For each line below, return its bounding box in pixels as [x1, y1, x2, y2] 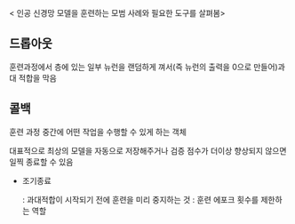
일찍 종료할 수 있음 [9, 156, 74, 167]
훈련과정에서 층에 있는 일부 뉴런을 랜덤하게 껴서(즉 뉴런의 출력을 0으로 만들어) [9, 61, 278, 72]
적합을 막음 [18, 72, 58, 83]
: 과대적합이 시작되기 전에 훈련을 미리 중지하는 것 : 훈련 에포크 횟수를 [21, 194, 259, 204]
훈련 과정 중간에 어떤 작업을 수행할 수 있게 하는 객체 [9, 126, 187, 137]
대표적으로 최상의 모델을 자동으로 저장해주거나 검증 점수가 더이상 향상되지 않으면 [9, 145, 287, 156]
